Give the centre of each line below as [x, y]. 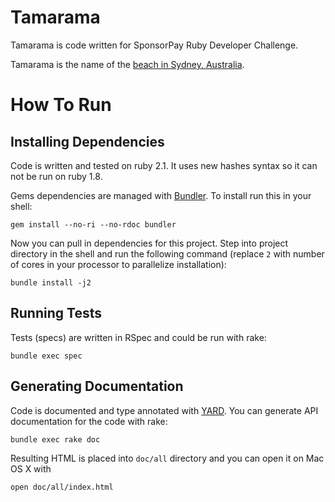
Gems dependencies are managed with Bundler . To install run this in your [161, 195]
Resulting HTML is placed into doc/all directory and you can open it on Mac [167, 458]
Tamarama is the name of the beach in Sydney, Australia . [127, 64]
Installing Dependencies [87, 141]
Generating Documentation [97, 386]
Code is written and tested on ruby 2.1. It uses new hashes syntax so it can [164, 165]
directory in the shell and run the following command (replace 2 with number [167, 253]
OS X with [31, 468]
